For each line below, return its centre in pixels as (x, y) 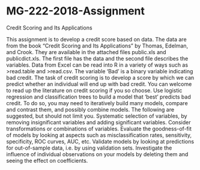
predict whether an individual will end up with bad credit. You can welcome (99, 84)
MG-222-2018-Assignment (76, 11)
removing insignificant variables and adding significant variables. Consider (98, 122)
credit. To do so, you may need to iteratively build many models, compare (97, 103)
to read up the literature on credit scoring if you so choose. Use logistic (94, 90)
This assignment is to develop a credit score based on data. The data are (97, 39)
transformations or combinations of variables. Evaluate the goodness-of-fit (99, 129)
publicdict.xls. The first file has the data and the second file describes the (97, 58)
